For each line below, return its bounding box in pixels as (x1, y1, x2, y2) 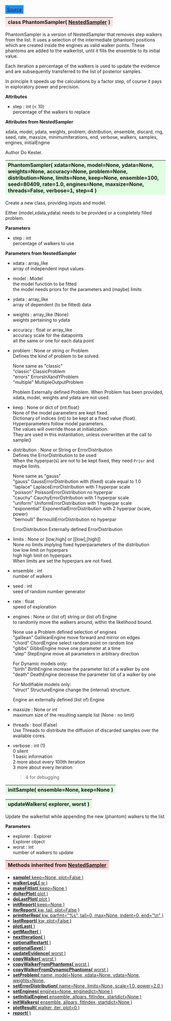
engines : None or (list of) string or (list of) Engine (12, 614, 117, 620)
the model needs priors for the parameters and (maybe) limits (12, 286, 142, 292)
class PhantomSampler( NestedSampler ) (8, 19, 110, 26)
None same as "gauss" (12, 473, 61, 479)
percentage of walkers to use (12, 240, 75, 246)
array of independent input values (12, 265, 84, 272)
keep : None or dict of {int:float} (12, 404, 80, 410)
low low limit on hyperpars (12, 547, 68, 553)
